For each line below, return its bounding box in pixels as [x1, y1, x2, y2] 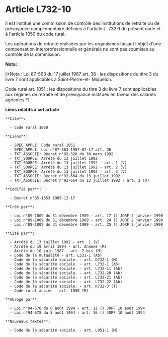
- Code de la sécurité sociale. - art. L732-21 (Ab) [10, 275, 123, 280]
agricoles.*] [5, 97, 30, 103]
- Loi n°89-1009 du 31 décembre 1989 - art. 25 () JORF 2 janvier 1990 [10, 222, 163, 227]
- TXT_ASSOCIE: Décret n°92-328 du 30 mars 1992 [10, 151, 114, 157]
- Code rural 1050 [10, 125, 49, 130]
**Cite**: [5, 116, 26, 121]
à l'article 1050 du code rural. [5, 31, 66, 37]
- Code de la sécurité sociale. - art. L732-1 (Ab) [10, 261, 121, 266]
